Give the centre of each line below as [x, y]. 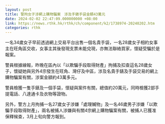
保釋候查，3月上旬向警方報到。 [37, 117]
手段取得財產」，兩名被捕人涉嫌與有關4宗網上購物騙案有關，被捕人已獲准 [83, 110]
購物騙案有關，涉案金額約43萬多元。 [42, 77]
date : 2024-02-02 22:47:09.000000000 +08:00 [51, 19]
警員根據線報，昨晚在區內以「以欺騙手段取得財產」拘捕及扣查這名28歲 [77, 65]
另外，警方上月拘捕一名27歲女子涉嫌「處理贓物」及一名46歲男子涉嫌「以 [79, 104]
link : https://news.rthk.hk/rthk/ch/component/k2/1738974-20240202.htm [80, 23]
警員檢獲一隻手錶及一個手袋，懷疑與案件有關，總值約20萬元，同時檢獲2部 [80, 88]
